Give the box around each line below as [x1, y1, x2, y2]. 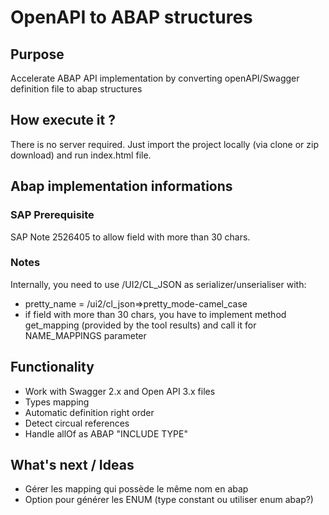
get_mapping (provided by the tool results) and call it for [24, 319, 257, 331]
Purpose [10, 46, 65, 63]
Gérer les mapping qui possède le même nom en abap [24, 483, 249, 495]
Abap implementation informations [10, 178, 233, 195]
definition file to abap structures [10, 83, 143, 95]
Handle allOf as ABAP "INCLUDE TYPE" [24, 427, 188, 440]
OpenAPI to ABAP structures [10, 6, 253, 29]
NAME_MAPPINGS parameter [24, 329, 147, 341]
